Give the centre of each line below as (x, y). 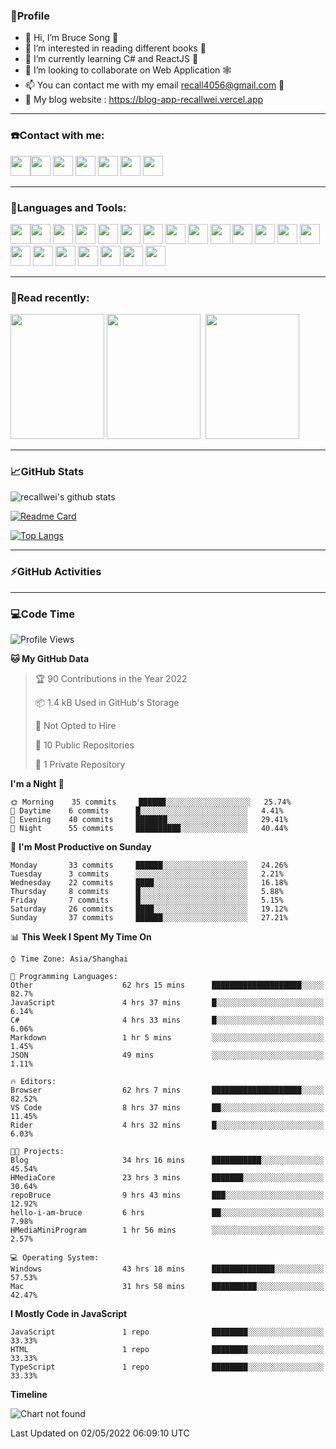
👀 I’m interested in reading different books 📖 (115, 48)
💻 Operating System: (55, 1258)
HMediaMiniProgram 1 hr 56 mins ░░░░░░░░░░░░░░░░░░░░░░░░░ (167, 1230)
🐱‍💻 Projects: (37, 1152)
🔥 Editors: (33, 1082)
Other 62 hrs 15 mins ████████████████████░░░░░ (167, 985)
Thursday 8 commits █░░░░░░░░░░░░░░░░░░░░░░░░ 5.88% (147, 892)
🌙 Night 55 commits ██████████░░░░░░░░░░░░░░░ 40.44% (149, 829)
